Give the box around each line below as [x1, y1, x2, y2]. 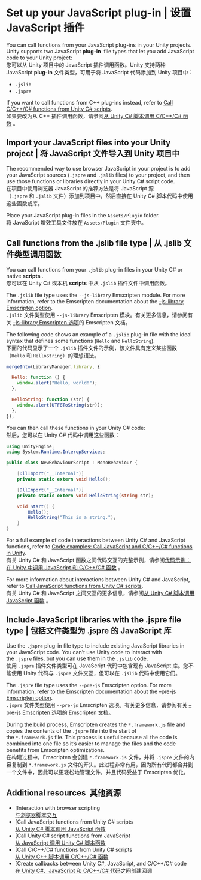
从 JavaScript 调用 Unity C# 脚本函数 [14, 839, 106, 846]
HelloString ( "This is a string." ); [28, 515, 117, 521]
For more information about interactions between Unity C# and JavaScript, [6, 576, 190, 583]
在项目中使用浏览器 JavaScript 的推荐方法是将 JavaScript [6, 184, 148, 192]
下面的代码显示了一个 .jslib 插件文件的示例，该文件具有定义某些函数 [6, 344, 178, 351]
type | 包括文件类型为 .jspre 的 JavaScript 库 [6, 626, 172, 636]
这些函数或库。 [6, 199, 43, 207]
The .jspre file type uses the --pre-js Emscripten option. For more [6, 681, 172, 688]
